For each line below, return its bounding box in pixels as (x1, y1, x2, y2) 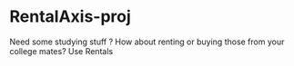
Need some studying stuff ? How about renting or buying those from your (9, 36, 285, 47)
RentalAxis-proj (9, 6, 132, 27)
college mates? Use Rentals (9, 45, 114, 56)
